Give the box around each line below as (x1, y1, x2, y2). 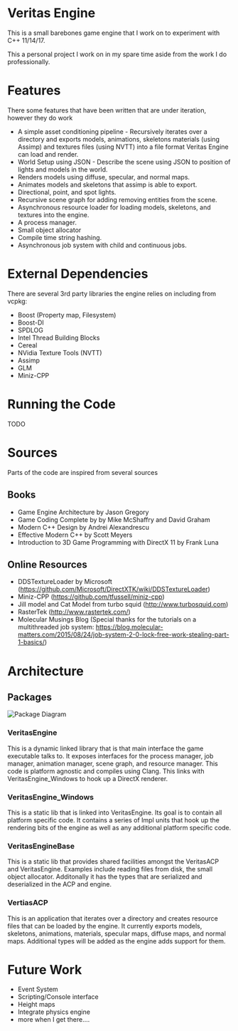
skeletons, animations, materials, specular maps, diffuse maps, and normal (7, 929, 226, 938)
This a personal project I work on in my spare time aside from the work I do (7, 50, 227, 58)
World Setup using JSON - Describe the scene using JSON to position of (17, 157, 231, 166)
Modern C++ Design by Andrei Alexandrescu (17, 523, 150, 531)
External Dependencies (7, 266, 148, 282)
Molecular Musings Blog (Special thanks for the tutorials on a (17, 615, 197, 624)
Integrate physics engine (17, 1008, 91, 1016)
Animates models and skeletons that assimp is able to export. (17, 180, 198, 189)
